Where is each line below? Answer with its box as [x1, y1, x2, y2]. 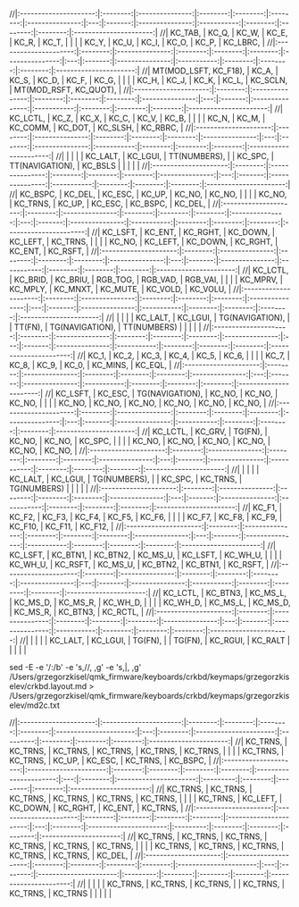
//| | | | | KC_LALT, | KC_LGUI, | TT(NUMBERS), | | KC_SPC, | [55, 151, 274, 161]
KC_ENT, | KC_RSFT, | [9, 246, 89, 256]
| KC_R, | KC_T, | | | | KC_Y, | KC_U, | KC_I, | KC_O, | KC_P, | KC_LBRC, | [9, 37, 265, 47]
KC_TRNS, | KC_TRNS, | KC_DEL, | [9, 850, 134, 861]
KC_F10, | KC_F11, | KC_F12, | [9, 521, 114, 532]
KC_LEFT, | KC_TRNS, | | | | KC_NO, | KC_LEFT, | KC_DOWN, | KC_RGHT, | [9, 237, 278, 247]
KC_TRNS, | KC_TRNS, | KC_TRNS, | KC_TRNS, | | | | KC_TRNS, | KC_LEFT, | [9, 794, 283, 803]
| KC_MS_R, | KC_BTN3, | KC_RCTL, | [9, 607, 145, 617]
